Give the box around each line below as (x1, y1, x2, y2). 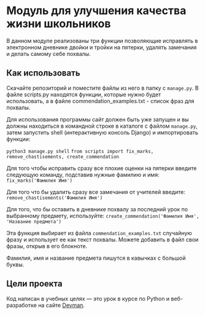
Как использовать (6, 68, 81, 79)
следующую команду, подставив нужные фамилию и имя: (6, 171, 160, 178)
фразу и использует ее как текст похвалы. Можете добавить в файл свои (6, 236, 199, 243)
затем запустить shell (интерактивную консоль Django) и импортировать (6, 128, 198, 136)
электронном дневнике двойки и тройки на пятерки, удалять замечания (6, 44, 197, 51)
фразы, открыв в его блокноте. (6, 242, 88, 249)
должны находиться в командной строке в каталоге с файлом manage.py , (6, 122, 198, 130)
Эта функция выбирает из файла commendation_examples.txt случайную (6, 229, 192, 236)
